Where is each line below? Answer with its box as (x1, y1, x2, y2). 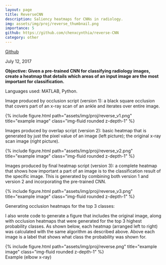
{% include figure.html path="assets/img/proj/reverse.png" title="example (5, 243, 158, 249)
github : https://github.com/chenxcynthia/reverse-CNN (5, 30, 119, 35)
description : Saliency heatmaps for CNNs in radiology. (5, 16, 123, 21)
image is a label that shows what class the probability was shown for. (5, 234, 147, 240)
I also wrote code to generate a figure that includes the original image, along (5, 212, 162, 219)
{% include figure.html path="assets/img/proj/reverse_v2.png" (5, 148, 133, 154)
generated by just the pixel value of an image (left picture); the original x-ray (5, 133, 162, 139)
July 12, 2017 (5, 58, 32, 64)
